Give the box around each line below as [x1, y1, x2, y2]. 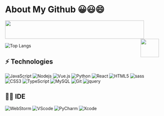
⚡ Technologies [5, 58, 53, 66]
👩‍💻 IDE [5, 93, 26, 101]
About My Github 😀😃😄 [5, 4, 105, 15]
